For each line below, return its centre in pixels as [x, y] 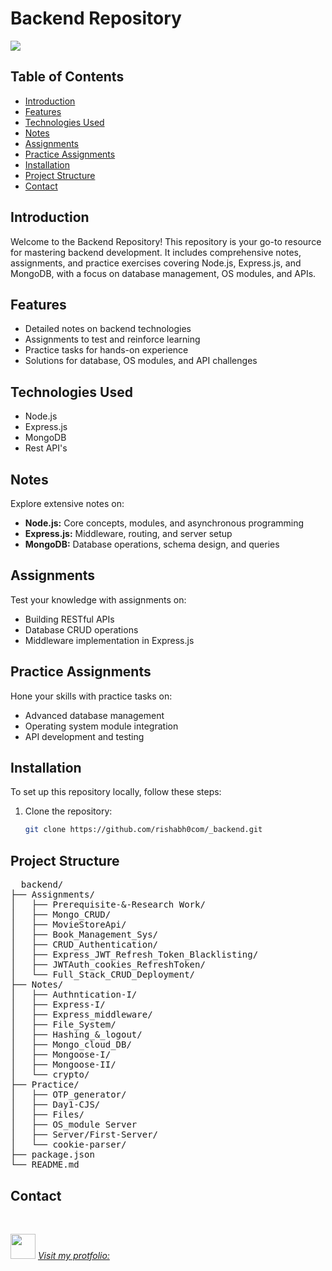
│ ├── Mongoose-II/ [63, 1065]
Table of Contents [67, 77]
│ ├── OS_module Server [74, 1125]
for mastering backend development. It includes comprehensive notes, [156, 252]
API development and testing [84, 736]
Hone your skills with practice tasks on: [91, 696]
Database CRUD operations [81, 629]
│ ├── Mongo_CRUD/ [61, 915]
